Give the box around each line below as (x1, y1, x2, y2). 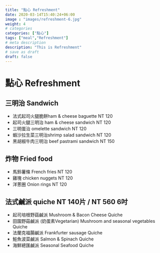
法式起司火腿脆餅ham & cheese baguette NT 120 (12, 113, 113, 119)
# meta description (5, 40, 46, 45)
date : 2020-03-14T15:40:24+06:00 (5, 12, 75, 17)
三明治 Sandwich (5, 99, 59, 107)
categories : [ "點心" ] (5, 31, 49, 36)
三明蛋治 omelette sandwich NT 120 (12, 126, 87, 132)
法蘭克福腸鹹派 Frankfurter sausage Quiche (12, 230, 103, 235)
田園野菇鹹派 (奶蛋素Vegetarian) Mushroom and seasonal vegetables (12, 218, 155, 224)
